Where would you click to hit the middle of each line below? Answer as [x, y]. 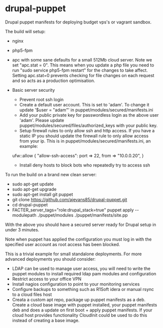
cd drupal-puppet [30, 205]
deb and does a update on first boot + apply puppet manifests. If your [82, 310]
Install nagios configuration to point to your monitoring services [76, 284]
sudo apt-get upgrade [34, 189]
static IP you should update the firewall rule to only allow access [84, 136]
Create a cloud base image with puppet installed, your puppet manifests [84, 305]
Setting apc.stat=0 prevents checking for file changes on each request [83, 75]
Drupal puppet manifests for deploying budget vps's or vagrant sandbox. [78, 22]
